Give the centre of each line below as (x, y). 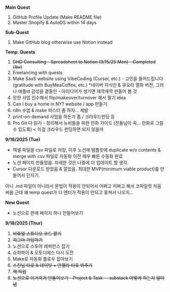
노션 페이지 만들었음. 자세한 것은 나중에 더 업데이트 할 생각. (71, 162)
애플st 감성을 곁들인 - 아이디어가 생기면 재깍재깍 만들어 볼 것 (78, 91)
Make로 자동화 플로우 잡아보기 (43, 259)
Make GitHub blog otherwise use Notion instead (62, 42)
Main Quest (18, 7)
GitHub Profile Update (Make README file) (57, 17)
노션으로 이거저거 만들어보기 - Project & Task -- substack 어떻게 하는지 (84, 278)
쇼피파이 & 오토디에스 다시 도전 (43, 252)
